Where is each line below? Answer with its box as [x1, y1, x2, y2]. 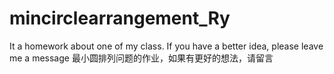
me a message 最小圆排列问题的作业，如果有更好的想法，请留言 [9, 52, 274, 64]
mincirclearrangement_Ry [9, 7, 231, 30]
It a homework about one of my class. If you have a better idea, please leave [9, 40, 324, 52]
